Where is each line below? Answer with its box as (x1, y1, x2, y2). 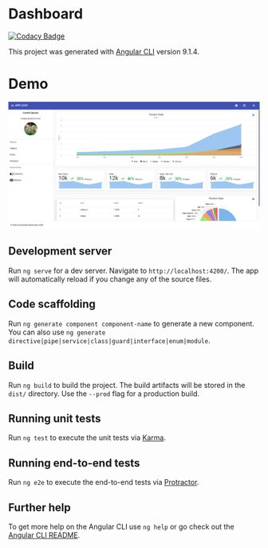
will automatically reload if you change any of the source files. (8, 274, 212, 284)
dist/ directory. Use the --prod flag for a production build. (8, 389, 199, 398)
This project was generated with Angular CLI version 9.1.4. (8, 46, 199, 56)
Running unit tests (8, 411, 101, 425)
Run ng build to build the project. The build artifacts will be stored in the (8, 380, 246, 390)
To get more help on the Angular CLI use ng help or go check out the (8, 522, 235, 531)
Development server (8, 245, 112, 258)
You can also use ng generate (8, 327, 106, 337)
